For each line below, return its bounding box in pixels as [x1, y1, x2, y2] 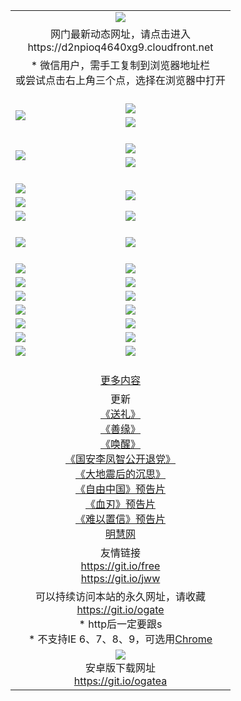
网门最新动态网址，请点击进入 [50, 27, 192, 41]
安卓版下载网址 [85, 660, 157, 674]
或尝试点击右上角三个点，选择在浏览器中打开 [15, 73, 227, 87]
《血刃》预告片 [85, 497, 157, 511]
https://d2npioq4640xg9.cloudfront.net [27, 40, 214, 54]
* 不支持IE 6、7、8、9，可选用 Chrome [28, 632, 213, 646]
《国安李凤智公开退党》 [65, 452, 177, 466]
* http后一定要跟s [78, 617, 163, 631]
